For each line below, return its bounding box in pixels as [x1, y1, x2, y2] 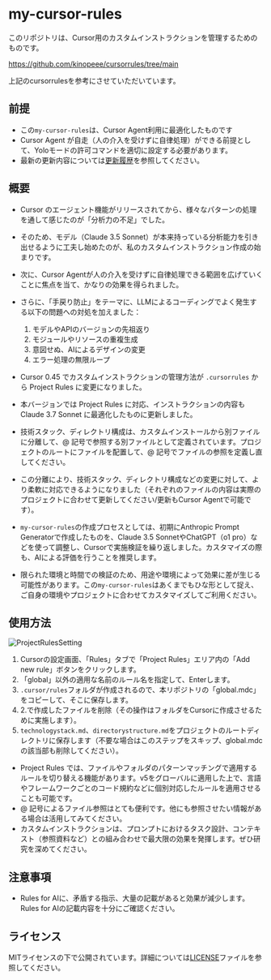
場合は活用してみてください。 [27, 814, 127, 823]
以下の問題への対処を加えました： [27, 307, 142, 316]
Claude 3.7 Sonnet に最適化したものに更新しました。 [19, 409, 197, 419]
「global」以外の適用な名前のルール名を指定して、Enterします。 [19, 675, 235, 685]
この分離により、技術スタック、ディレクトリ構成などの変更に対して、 [19, 474, 252, 484]
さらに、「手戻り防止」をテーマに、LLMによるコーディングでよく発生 [19, 297, 251, 307]
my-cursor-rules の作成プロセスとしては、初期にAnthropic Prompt [19, 522, 240, 531]
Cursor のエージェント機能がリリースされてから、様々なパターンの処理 [19, 204, 257, 214]
